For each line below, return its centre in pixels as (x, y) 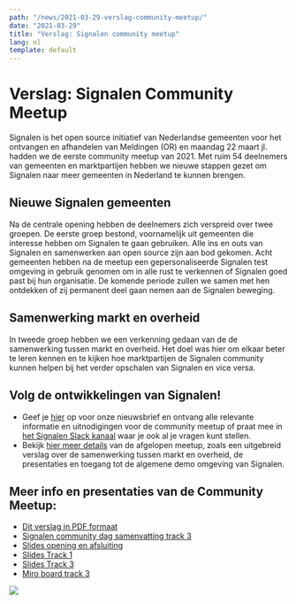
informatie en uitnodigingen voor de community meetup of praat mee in (152, 426)
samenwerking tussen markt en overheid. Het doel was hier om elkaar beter (147, 348)
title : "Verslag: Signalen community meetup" (94, 34)
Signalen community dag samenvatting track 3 (106, 536)
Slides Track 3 (48, 564)
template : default (43, 50)
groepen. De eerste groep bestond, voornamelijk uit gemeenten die (132, 233)
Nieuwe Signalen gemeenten (90, 203)
